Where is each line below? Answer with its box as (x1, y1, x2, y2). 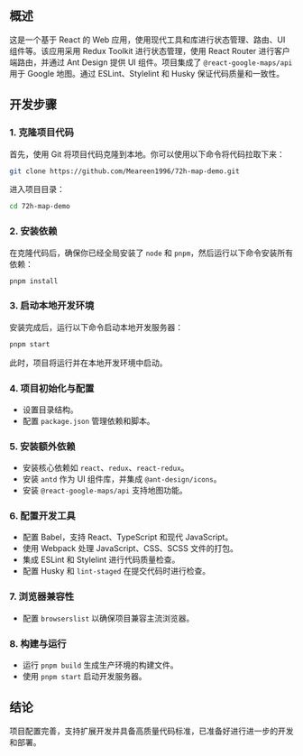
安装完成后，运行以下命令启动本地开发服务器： (9, 321, 183, 332)
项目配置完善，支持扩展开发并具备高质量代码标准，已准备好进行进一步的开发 (9, 725, 294, 736)
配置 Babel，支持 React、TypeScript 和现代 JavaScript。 (22, 531, 234, 543)
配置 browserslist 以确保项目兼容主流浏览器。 (22, 613, 195, 623)
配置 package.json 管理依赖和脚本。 (22, 415, 155, 426)
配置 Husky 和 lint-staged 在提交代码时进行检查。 (22, 566, 210, 576)
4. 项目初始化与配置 (9, 382, 95, 394)
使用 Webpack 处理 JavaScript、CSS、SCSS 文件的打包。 (22, 543, 239, 554)
